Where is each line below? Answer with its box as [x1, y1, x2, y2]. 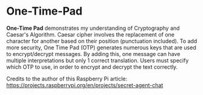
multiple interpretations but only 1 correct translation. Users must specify [6, 57, 189, 64]
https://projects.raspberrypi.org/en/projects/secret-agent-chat [6, 81, 163, 89]
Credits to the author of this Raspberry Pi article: [6, 75, 128, 82]
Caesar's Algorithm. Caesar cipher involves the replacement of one [6, 30, 175, 38]
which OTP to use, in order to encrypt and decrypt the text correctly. [6, 63, 178, 71]
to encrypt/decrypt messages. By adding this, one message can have [6, 50, 181, 57]
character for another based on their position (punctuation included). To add [6, 37, 198, 44]
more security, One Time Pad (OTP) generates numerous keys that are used [6, 44, 196, 51]
